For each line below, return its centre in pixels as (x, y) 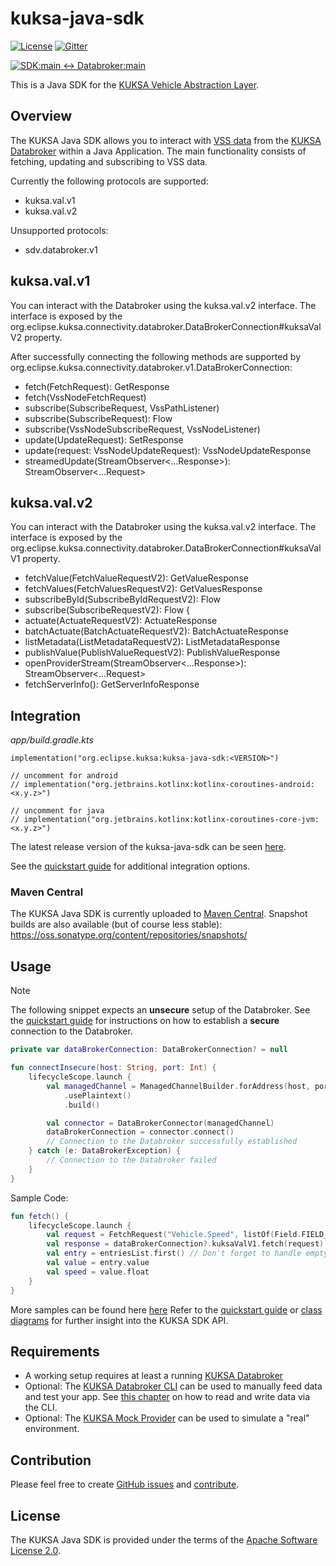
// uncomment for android (64, 776)
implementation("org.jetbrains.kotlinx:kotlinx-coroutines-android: (169, 785)
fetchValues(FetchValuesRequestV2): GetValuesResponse (143, 589)
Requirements (55, 1351)
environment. (52, 1429)
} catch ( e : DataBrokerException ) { (105, 1151)
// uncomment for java (57, 811)
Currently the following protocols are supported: (109, 181)
